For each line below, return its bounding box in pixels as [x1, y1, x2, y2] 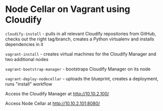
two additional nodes [5, 56, 49, 62]
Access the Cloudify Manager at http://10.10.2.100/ [5, 90, 109, 96]
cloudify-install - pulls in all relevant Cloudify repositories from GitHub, [5, 30, 156, 36]
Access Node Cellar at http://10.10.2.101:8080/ [5, 100, 100, 106]
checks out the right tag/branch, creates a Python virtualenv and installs [5, 36, 154, 42]
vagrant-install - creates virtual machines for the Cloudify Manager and [5, 51, 156, 57]
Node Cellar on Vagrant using [5, 3, 130, 15]
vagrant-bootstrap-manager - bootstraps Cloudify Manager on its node [5, 66, 151, 72]
